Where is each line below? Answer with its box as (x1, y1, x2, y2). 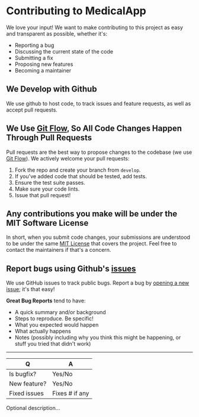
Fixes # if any (52, 389, 89, 397)
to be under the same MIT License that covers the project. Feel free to (6, 240, 177, 247)
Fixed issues (9, 389, 44, 397)
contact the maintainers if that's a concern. (6, 247, 111, 254)
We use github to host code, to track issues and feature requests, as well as (6, 100, 191, 107)
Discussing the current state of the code (14, 48, 114, 55)
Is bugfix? (9, 370, 37, 378)
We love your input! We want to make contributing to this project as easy (6, 24, 184, 31)
